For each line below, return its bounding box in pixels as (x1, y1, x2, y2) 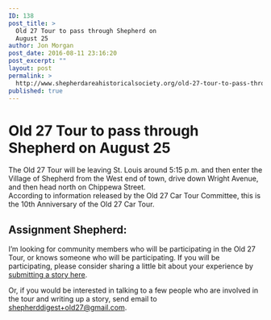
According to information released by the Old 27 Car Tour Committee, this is (8, 191, 261, 201)
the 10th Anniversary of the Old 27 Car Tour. (8, 199, 155, 210)
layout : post (8, 64, 52, 73)
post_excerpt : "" (8, 57, 67, 65)
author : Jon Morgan (8, 42, 74, 50)
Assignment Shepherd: (8, 222, 127, 236)
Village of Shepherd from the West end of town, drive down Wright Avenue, (8, 174, 259, 184)
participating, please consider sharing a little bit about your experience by (8, 261, 254, 271)
